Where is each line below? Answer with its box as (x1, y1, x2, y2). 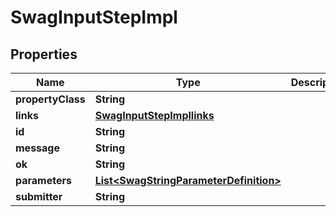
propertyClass (15, 92, 86, 106)
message (15, 141, 60, 155)
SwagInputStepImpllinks (94, 109, 215, 122)
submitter (15, 190, 63, 203)
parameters (15, 174, 72, 187)
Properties (10, 46, 78, 63)
